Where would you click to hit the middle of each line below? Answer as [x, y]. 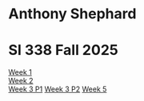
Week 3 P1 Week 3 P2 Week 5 [58, 89]
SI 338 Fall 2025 [63, 50]
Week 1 [20, 72]
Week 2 [21, 81]
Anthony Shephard [72, 14]
